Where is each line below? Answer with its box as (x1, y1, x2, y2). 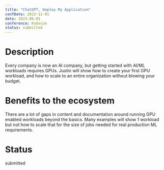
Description (5, 46, 54, 58)
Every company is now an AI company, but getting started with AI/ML (5, 63, 145, 68)
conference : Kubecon (5, 21, 48, 26)
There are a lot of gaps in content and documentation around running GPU (5, 111, 156, 117)
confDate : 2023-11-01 (5, 12, 50, 17)
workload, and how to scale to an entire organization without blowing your (5, 73, 155, 79)
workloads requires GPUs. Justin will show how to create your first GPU (5, 68, 150, 74)
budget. (5, 78, 21, 84)
